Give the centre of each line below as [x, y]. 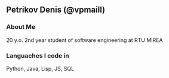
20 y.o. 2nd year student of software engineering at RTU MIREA [84, 40]
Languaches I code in [38, 55]
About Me [21, 27]
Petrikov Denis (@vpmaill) [56, 10]
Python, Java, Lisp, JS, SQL [40, 68]
